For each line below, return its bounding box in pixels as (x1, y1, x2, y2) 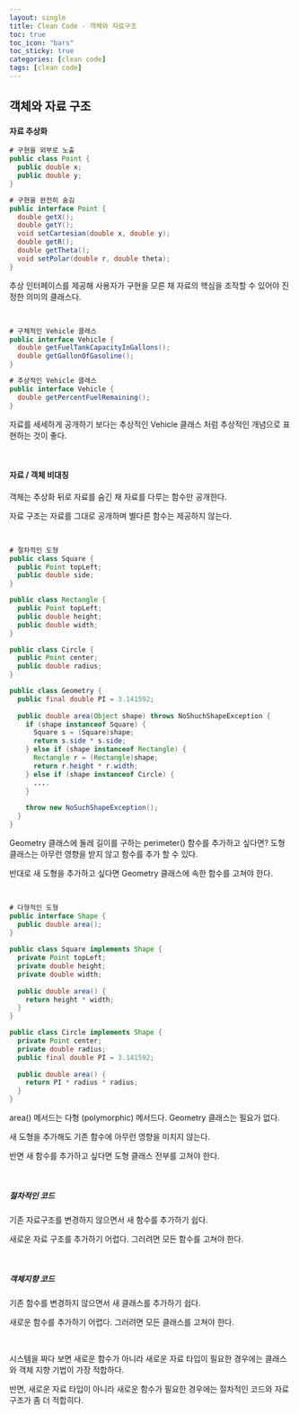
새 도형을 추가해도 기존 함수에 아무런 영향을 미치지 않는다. (9, 1132, 211, 1143)
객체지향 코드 (9, 1273, 56, 1284)
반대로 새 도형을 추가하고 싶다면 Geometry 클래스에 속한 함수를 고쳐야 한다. (9, 867, 274, 878)
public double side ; (17, 571, 94, 580)
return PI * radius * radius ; (25, 1078, 139, 1088)
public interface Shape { (9, 912, 106, 920)
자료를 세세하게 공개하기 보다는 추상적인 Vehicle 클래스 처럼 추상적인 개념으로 (9, 419, 281, 430)
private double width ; (17, 970, 102, 979)
